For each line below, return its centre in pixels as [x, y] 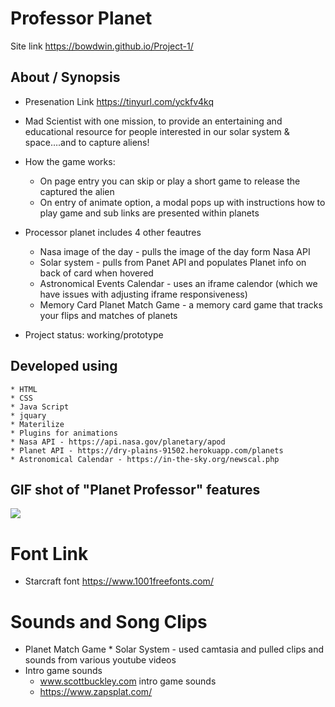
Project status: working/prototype [94, 334]
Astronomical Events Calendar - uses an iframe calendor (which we [178, 283]
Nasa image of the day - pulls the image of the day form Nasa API [175, 251]
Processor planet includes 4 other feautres [113, 232]
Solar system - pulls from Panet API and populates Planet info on [173, 262]
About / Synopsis [65, 77]
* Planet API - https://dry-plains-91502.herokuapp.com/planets [147, 450]
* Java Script [40, 407]
